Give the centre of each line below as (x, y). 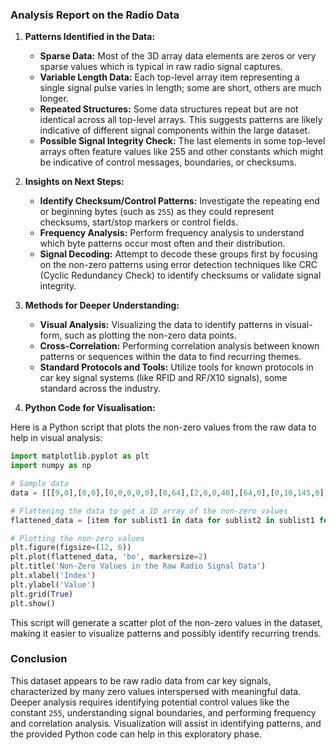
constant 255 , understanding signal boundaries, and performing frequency (163, 712)
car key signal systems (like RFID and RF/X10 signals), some (163, 378)
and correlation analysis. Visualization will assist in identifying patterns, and (166, 723)
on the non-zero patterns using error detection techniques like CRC (178, 265)
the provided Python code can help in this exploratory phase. (136, 734)
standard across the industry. (100, 389)
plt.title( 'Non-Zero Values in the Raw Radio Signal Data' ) (138, 566)
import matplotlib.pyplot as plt (80, 456)
